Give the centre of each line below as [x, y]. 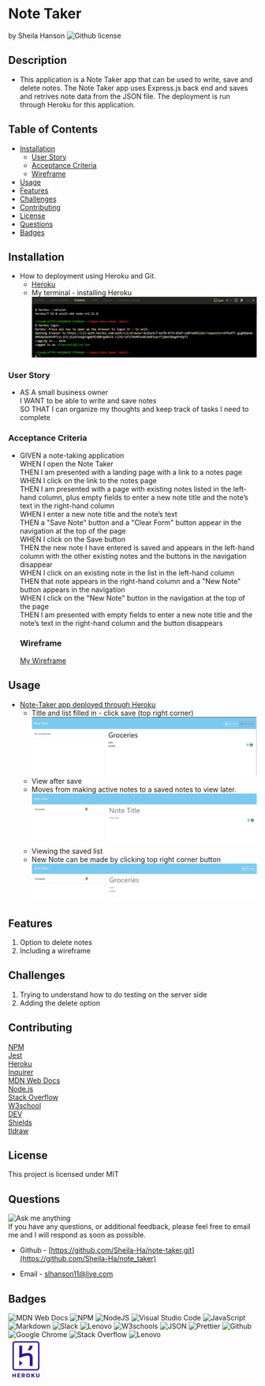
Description [37, 60]
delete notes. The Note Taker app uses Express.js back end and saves [134, 88]
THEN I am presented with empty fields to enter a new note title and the [136, 614]
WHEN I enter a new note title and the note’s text [98, 514]
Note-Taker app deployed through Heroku [88, 704]
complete [35, 418]
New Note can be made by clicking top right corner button [126, 859]
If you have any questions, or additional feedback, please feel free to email [129, 1227]
